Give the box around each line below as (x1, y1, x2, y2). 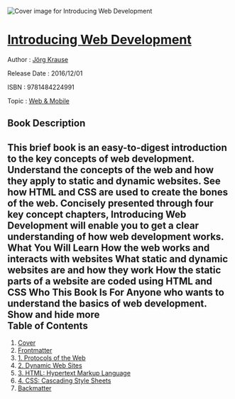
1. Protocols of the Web (17, 353, 87, 363)
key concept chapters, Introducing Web (7, 208, 187, 220)
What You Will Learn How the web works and (7, 242, 210, 254)
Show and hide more (7, 309, 100, 321)
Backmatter (17, 384, 52, 393)
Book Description (7, 118, 86, 130)
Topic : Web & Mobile (7, 96, 70, 105)
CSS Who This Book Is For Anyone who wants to (7, 286, 225, 299)
